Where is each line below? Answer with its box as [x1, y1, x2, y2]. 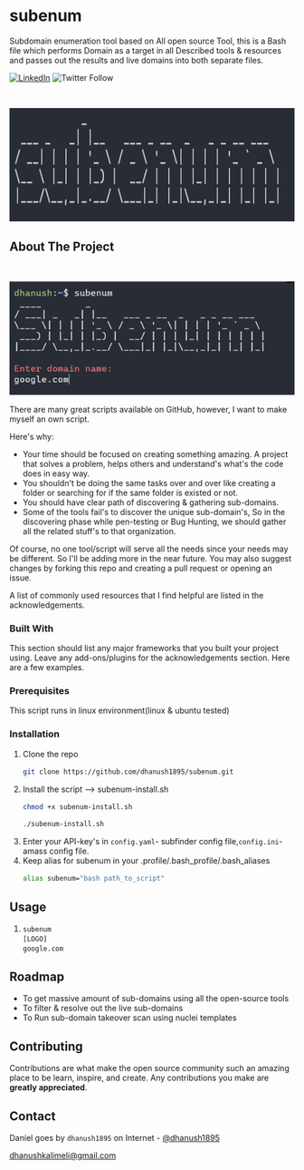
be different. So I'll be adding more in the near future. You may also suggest [9, 552, 292, 563]
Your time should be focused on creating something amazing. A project [22, 448, 289, 459]
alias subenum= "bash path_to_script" [22, 874, 166, 883]
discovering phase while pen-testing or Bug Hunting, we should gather [22, 516, 287, 527]
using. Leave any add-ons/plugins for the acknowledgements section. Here [9, 652, 290, 663]
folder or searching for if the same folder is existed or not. [22, 487, 238, 498]
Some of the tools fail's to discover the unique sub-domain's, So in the [22, 506, 286, 517]
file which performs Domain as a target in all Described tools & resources [9, 44, 282, 55]
